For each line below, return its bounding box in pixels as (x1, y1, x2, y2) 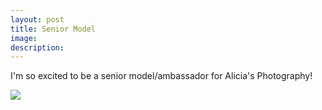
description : (10, 42, 65, 53)
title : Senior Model (10, 24, 97, 34)
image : (10, 33, 38, 43)
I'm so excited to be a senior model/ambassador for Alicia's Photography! (10, 70, 313, 82)
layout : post (10, 14, 65, 25)
